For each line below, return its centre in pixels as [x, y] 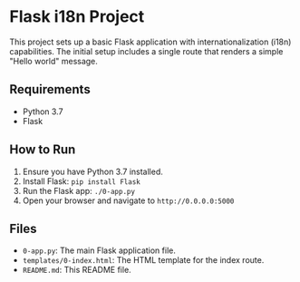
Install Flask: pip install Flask [81, 181]
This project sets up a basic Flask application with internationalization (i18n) [150, 42]
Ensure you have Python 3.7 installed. [92, 171]
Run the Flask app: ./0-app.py [79, 190]
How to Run [43, 150]
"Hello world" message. [53, 61]
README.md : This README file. [77, 270]
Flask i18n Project [77, 17]
